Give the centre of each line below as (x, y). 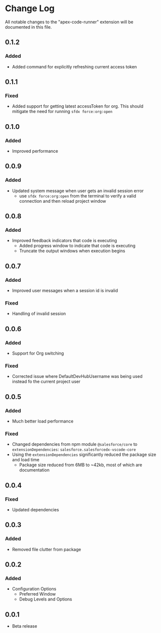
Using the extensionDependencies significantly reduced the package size (84, 454)
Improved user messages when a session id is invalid (65, 291)
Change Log (30, 8)
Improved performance (35, 151)
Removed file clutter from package (46, 549)
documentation (34, 470)
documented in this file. (29, 27)
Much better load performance (43, 421)
